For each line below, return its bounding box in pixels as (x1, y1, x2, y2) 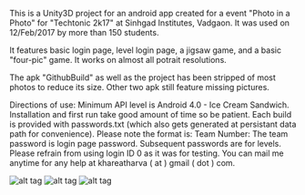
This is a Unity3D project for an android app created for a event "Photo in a (9, 8, 290, 18)
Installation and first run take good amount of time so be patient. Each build (9, 109, 292, 119)
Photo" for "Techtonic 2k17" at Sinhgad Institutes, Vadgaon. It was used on (9, 17, 290, 28)
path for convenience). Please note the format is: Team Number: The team (9, 128, 289, 139)
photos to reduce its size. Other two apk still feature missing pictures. (9, 82, 270, 92)
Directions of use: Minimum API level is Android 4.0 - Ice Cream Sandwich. (9, 99, 290, 110)
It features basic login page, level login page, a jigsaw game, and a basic (9, 45, 282, 56)
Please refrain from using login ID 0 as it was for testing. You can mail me (9, 148, 284, 159)
